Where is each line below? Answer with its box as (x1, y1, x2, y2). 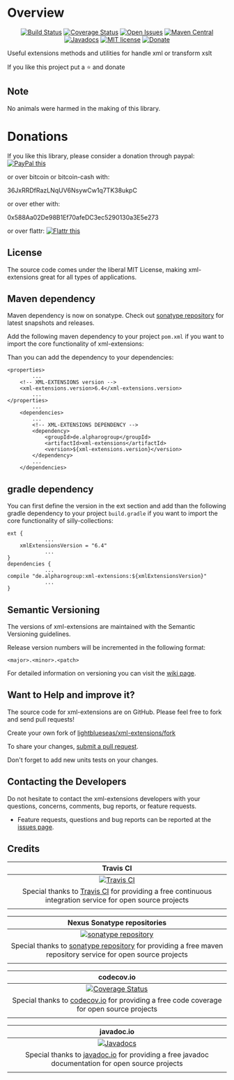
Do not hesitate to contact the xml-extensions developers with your (7, 794, 201, 803)
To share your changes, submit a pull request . (7, 742, 139, 750)
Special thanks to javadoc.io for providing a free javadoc (25, 1050, 209, 1060)
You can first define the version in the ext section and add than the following (7, 502, 226, 510)
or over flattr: (7, 227, 45, 235)
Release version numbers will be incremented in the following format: (7, 643, 206, 651)
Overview (7, 5, 65, 21)
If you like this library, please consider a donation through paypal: (7, 151, 195, 160)
